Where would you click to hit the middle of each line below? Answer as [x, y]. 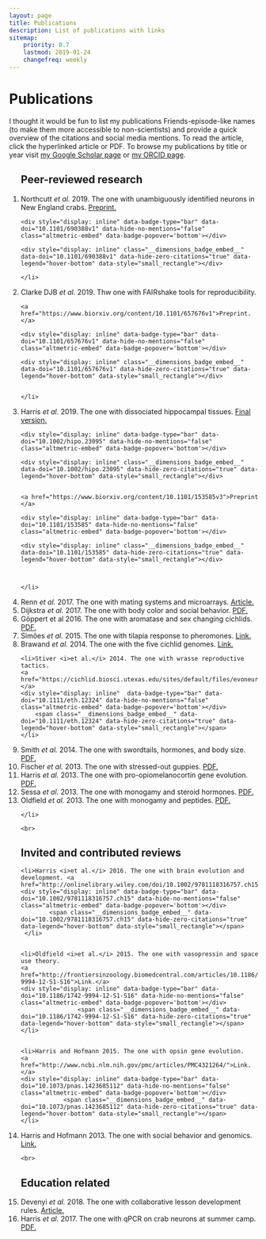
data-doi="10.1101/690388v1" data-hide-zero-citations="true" [125, 256]
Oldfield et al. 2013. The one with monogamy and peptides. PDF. [125, 800]
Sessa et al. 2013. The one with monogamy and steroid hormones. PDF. [137, 792]
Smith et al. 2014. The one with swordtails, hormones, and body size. [133, 750]
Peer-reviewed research [82, 180]
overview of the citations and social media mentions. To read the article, [126, 138]
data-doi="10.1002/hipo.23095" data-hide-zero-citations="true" [129, 469]
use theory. [40, 961]
